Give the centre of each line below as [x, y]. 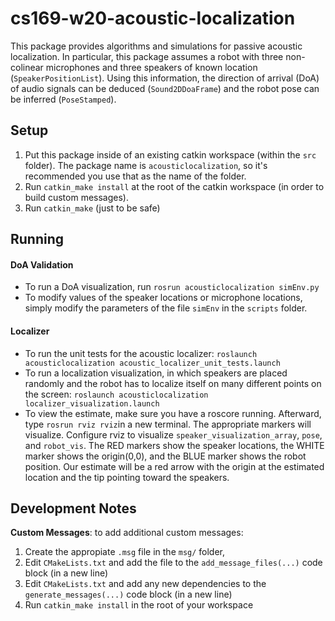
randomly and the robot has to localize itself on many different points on [173, 383]
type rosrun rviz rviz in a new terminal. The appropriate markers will [168, 424]
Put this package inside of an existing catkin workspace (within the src [170, 154]
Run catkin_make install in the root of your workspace [139, 605]
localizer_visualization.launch [92, 403]
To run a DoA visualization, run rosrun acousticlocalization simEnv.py [172, 287]
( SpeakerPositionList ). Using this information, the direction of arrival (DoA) [165, 78]
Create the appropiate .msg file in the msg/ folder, [125, 552]
